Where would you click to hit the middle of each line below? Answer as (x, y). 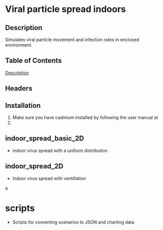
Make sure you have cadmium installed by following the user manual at (85, 117)
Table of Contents (34, 61)
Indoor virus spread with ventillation (49, 178)
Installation (23, 105)
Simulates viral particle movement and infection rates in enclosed (72, 39)
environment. (19, 45)
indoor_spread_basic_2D (45, 138)
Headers (19, 88)
